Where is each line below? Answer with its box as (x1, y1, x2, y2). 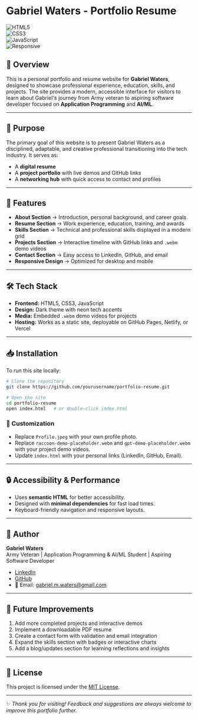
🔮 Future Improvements (6, 604, 94, 614)
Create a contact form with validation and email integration (14, 633, 157, 640)
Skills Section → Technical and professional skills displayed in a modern (14, 226, 191, 233)
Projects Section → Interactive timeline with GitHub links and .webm (14, 239, 178, 246)
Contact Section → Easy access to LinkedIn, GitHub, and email (14, 251, 168, 258)
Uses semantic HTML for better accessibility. (14, 494, 126, 501)
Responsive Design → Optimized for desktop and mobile (14, 258, 153, 265)
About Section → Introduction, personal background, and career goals (14, 214, 187, 221)
